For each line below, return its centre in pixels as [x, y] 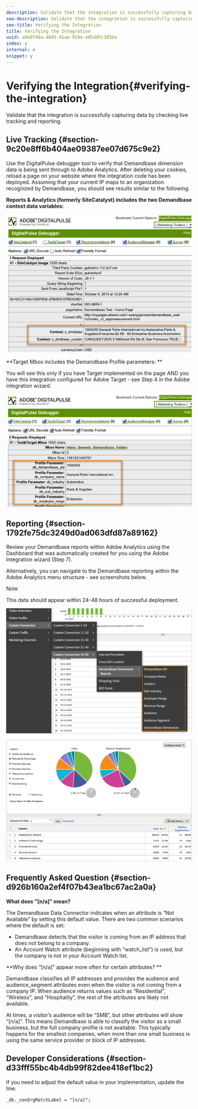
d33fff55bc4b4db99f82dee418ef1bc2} [80, 1068]
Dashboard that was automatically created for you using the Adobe [88, 553]
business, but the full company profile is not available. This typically [88, 1028]
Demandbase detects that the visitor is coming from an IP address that [100, 937]
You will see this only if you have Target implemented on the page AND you [98, 373]
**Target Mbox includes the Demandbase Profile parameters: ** [85, 362]
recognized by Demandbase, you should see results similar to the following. [98, 188]
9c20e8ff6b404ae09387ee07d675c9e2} [83, 149]
